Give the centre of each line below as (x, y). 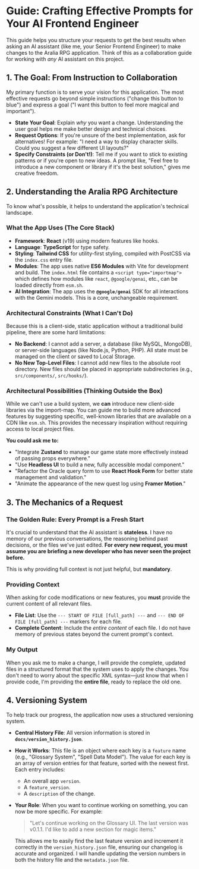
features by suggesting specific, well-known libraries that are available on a (99, 416)
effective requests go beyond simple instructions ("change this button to (95, 98)
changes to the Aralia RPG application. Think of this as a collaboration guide (99, 52)
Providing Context (33, 585)
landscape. (20, 212)
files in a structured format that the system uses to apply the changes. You (97, 669)
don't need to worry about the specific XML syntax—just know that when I (97, 675)
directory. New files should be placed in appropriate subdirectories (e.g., (104, 369)
